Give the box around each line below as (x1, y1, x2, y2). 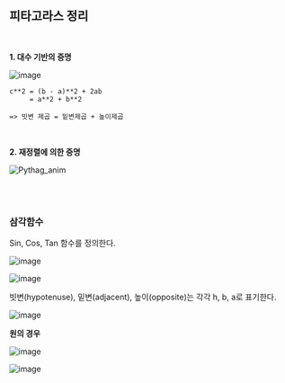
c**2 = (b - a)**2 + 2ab (9, 86, 102, 96)
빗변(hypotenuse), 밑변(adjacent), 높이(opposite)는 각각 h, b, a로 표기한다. (9, 291, 277, 303)
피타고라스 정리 (9, 8, 89, 24)
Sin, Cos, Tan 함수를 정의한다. (9, 237, 116, 249)
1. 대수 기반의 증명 (9, 51, 72, 62)
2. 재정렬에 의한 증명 (9, 147, 81, 157)
